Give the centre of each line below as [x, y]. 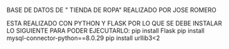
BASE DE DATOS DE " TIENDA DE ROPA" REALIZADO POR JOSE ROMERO [112, 10]
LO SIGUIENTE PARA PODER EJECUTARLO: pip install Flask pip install [106, 31]
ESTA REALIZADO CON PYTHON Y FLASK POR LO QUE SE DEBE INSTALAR [114, 23]
